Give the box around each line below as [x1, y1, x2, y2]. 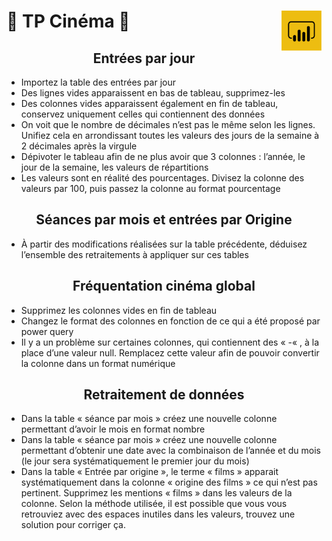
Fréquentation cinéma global [72, 278, 256, 295]
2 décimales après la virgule [20, 140, 138, 152]
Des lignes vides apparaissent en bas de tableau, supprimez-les [20, 87, 286, 99]
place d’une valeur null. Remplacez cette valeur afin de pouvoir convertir [20, 346, 320, 359]
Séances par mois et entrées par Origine [35, 211, 293, 229]
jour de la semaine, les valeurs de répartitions [20, 161, 209, 173]
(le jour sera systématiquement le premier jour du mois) [20, 455, 250, 467]
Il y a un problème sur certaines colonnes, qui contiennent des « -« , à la [20, 336, 320, 348]
